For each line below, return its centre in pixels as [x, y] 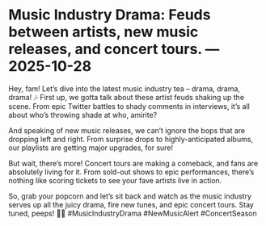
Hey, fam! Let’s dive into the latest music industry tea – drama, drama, [125, 88]
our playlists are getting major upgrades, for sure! [91, 148]
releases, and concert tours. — [114, 49]
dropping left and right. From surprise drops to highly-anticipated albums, [131, 139]
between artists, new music [103, 32]
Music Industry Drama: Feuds [110, 15]
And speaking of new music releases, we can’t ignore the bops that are [127, 130]
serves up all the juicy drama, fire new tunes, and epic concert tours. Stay [131, 204]
